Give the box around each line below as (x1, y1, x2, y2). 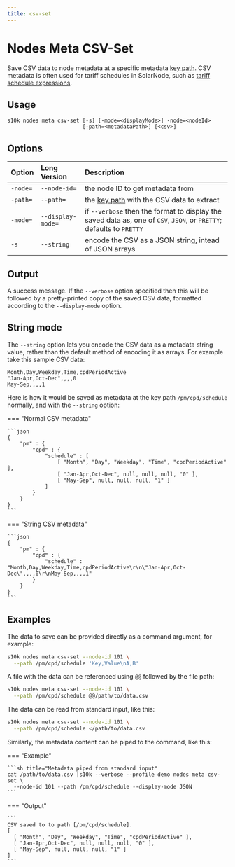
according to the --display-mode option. (7, 302, 122, 310)
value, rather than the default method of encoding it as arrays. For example (7, 347, 224, 356)
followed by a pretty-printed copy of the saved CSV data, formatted (7, 294, 202, 302)
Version (41, 172, 68, 182)
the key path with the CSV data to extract (85, 195, 220, 205)
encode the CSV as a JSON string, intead (85, 235, 220, 245)
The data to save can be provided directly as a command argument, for (7, 632, 212, 641)
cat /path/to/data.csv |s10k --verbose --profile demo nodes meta (7, 771, 205, 778)
